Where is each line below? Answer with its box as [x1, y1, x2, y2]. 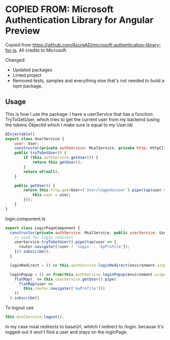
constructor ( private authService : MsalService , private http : [14, 146, 148, 151]
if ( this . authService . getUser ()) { [23, 155, 99, 160]
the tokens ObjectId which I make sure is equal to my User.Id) [5, 121, 133, 127]
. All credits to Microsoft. [16, 47, 67, 53]
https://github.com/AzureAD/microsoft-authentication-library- [32, 41, 161, 48]
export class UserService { [5, 136, 65, 141]
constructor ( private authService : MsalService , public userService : [10, 230, 157, 235]
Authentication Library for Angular [5, 14, 154, 26]
